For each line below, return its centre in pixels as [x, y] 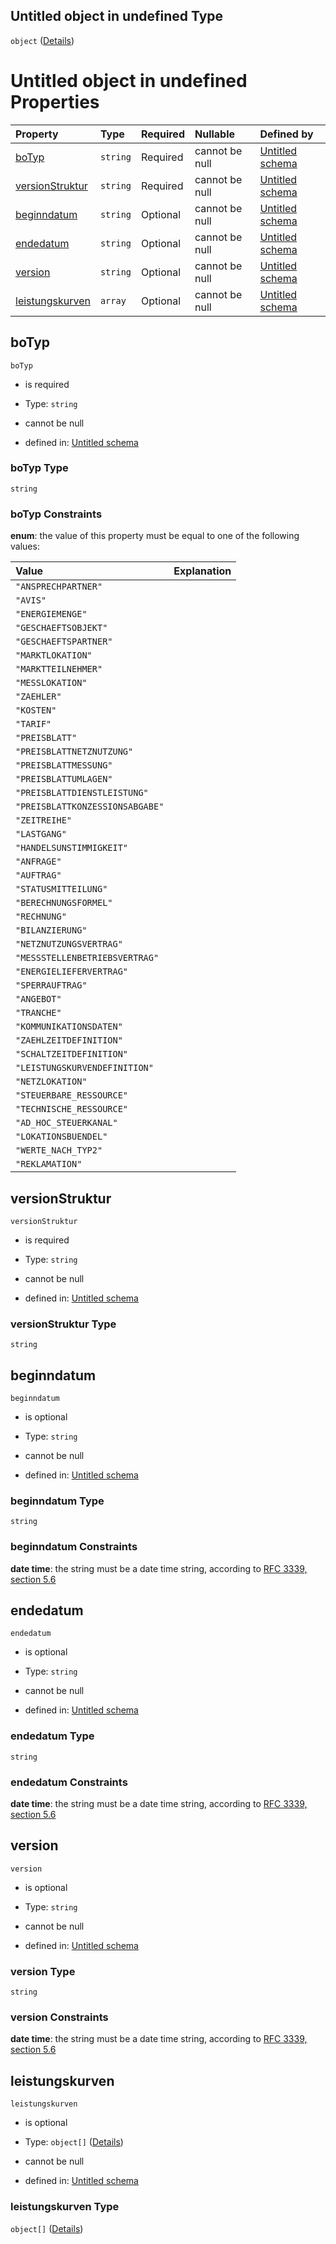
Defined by [286, 134]
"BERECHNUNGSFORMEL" [64, 903]
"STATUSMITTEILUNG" [61, 889]
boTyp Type [39, 468]
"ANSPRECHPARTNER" [59, 587]
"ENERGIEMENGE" [51, 614]
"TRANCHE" [38, 1013]
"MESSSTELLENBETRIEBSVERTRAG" [87, 958]
